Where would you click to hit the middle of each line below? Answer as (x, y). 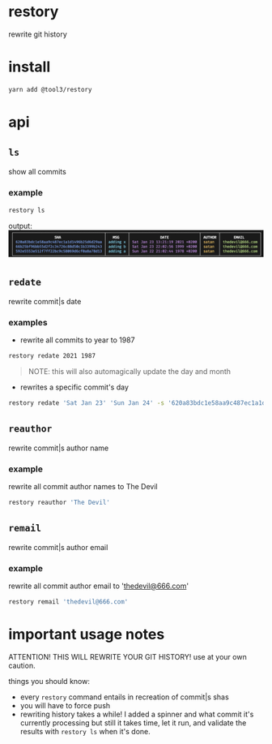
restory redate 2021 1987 (52, 356)
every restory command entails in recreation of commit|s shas (124, 697)
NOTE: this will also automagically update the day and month (130, 371)
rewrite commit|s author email (58, 547)
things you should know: (49, 681)
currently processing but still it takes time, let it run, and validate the (133, 722)
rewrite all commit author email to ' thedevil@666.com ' (98, 586)
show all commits (37, 171)
